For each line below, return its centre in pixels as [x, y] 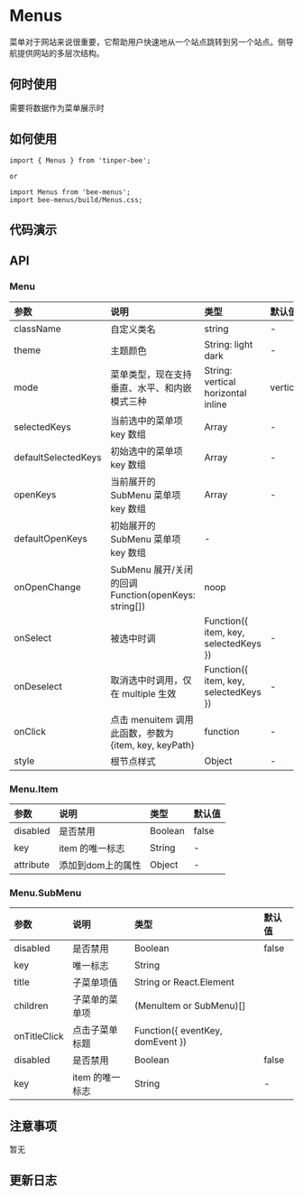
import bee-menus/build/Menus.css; [76, 199]
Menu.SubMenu [46, 893]
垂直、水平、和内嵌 [151, 387]
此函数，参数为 [142, 733]
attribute [32, 865]
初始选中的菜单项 [147, 450]
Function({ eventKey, [178, 1031]
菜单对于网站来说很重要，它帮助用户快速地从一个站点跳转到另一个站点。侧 [147, 42]
